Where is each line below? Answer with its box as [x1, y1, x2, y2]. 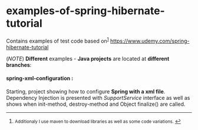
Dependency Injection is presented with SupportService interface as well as [6, 94, 190, 101]
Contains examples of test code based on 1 [6, 36, 109, 44]
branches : [6, 61, 32, 69]
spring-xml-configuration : [6, 75, 74, 82]
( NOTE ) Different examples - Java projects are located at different [6, 55, 170, 62]
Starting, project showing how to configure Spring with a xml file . [6, 87, 166, 95]
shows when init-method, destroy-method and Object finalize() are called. [6, 100, 186, 108]
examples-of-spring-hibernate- [6, 4, 165, 18]
